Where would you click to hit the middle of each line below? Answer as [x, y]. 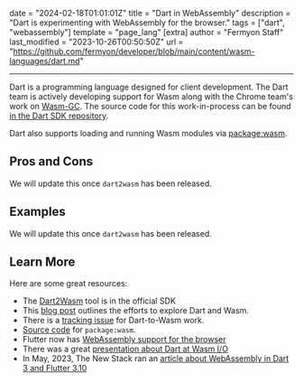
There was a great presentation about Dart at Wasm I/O [125, 349]
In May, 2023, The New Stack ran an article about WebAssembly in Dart [156, 359]
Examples [37, 212]
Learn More [42, 262]
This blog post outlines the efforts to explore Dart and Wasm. [136, 311]
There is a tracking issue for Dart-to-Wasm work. [113, 321]
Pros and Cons [51, 162]
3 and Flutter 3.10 [55, 368]
